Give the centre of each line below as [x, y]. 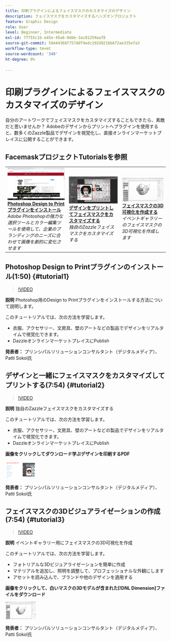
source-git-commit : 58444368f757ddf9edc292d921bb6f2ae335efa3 [73, 43]
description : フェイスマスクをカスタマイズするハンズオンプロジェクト [71, 16]
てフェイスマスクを [89, 214]
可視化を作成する [140, 212]
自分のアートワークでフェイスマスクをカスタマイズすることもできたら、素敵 [85, 120]
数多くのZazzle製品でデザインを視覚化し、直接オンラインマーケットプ [88, 133]
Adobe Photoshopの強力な [35, 216]
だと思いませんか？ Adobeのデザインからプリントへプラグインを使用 [77, 127]
